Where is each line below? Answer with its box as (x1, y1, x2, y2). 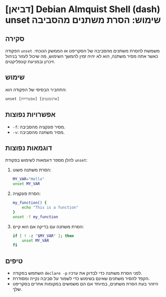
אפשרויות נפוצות (5, 110, 56, 119)
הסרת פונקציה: (12, 190, 41, 196)
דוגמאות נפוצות (5, 144, 52, 153)
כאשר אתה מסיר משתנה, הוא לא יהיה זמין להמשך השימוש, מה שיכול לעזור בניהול (5, 53, 158, 59)
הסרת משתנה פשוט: (12, 167, 51, 173)
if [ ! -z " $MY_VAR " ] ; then (12, 233, 74, 238)
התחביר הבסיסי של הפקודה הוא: (5, 86, 67, 92)
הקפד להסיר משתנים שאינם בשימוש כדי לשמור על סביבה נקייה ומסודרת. (12, 275, 150, 281)
